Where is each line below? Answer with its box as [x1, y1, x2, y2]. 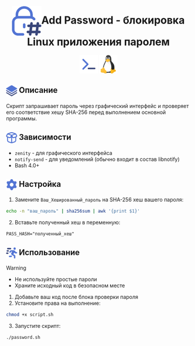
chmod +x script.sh [6, 312, 54, 318]
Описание [18, 85, 58, 95]
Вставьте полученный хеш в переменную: [14, 219, 121, 226]
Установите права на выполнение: [14, 300, 101, 307]
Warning [6, 264, 26, 271]
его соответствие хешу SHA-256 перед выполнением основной [6, 109, 166, 116]
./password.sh [6, 334, 41, 340]
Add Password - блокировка [41, 14, 185, 26]
